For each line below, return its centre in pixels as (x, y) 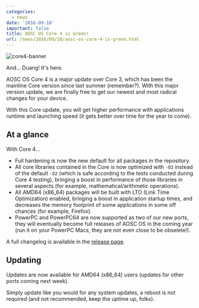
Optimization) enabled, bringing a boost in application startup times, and (103, 198)
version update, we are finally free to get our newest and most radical (91, 92)
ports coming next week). (38, 281)
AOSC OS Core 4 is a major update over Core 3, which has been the (89, 79)
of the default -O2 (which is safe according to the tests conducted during (104, 173)
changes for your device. (37, 98)
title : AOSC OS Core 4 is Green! (48, 34)
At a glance (28, 135)
